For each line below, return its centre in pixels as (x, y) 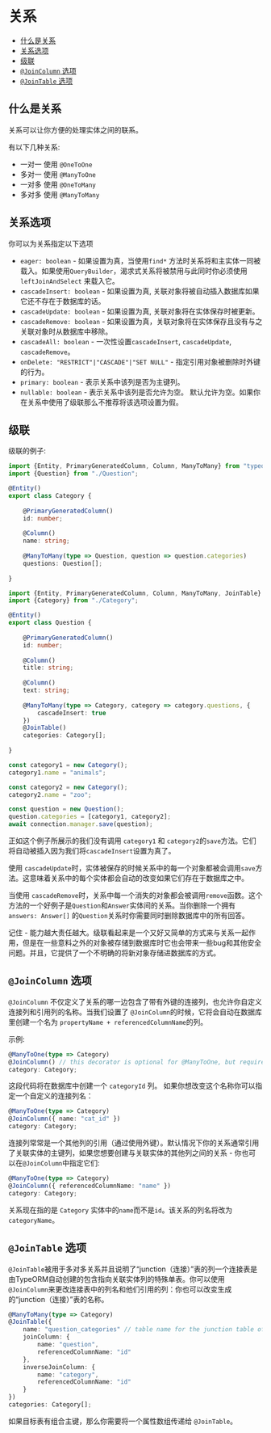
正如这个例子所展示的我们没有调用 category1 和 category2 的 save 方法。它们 (132, 841)
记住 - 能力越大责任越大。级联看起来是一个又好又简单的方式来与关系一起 (129, 933)
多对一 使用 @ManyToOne (58, 174)
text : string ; (46, 690)
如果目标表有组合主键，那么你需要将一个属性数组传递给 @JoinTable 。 (123, 1421)
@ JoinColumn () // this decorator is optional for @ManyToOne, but (122, 1062)
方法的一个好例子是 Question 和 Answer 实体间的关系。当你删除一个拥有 (122, 905)
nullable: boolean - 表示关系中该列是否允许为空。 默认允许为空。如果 (137, 392)
